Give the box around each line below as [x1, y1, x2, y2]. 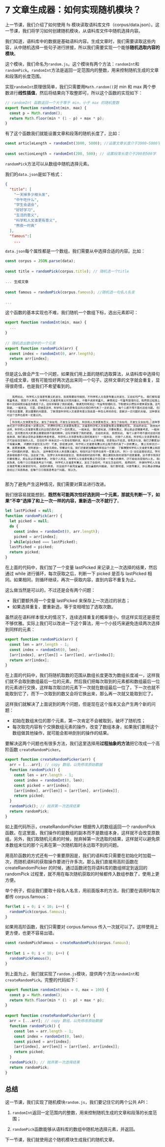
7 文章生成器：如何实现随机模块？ [5, 4, 141, 16]
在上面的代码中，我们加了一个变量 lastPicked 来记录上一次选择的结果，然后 [5, 565, 158, 571]
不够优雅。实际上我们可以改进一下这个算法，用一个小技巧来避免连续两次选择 [5, 620, 160, 627]
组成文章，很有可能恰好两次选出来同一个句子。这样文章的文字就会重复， [9, 377, 156, 383]
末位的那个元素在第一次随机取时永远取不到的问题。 [18, 842, 121, 848]
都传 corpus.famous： [5, 893, 50, 899]
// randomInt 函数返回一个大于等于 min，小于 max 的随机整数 [5, 100, 119, 105]
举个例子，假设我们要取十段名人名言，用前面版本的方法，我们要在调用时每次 [5, 888, 160, 893]
